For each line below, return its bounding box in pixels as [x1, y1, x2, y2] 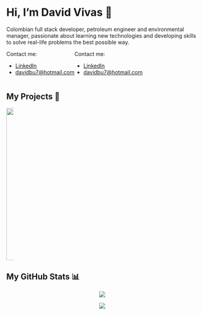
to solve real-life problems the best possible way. [6, 38, 130, 46]
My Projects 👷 [6, 91, 60, 102]
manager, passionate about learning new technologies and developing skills [6, 32, 197, 39]
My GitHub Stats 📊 [6, 272, 80, 282]
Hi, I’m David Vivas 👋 [6, 5, 113, 19]
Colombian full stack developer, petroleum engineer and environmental [6, 26, 184, 33]
